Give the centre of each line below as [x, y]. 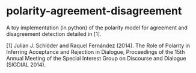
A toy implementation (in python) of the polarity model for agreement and [97, 28]
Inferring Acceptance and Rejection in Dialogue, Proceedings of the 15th [96, 51]
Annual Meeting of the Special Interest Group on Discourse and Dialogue [96, 58]
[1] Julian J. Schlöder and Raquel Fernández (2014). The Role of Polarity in [98, 45]
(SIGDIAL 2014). [26, 65]
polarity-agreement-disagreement [94, 11]
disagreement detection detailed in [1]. [54, 34]
